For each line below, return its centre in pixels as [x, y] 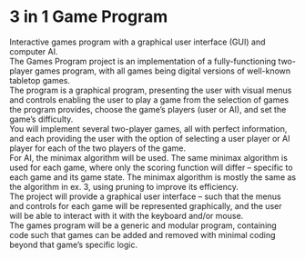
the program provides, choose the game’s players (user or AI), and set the [148, 109]
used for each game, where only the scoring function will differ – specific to [151, 167]
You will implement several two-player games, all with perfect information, [148, 128]
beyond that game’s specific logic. [74, 244]
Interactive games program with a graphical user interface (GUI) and [137, 42]
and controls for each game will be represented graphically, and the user [146, 205]
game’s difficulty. [41, 119]
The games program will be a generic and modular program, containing [143, 225]
